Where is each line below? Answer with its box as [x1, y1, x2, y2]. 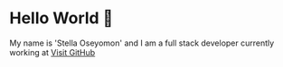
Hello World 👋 [9, 8, 114, 29]
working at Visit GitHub [9, 46, 96, 57]
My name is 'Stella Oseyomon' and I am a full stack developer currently [9, 38, 275, 48]
